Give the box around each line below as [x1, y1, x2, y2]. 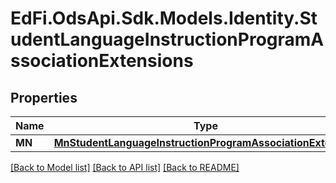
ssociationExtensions [10, 50, 194, 72]
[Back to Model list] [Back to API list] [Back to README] [10, 162, 240, 173]
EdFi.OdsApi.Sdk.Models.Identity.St [10, 7, 318, 30]
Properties [10, 89, 78, 106]
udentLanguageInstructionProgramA [10, 28, 325, 51]
